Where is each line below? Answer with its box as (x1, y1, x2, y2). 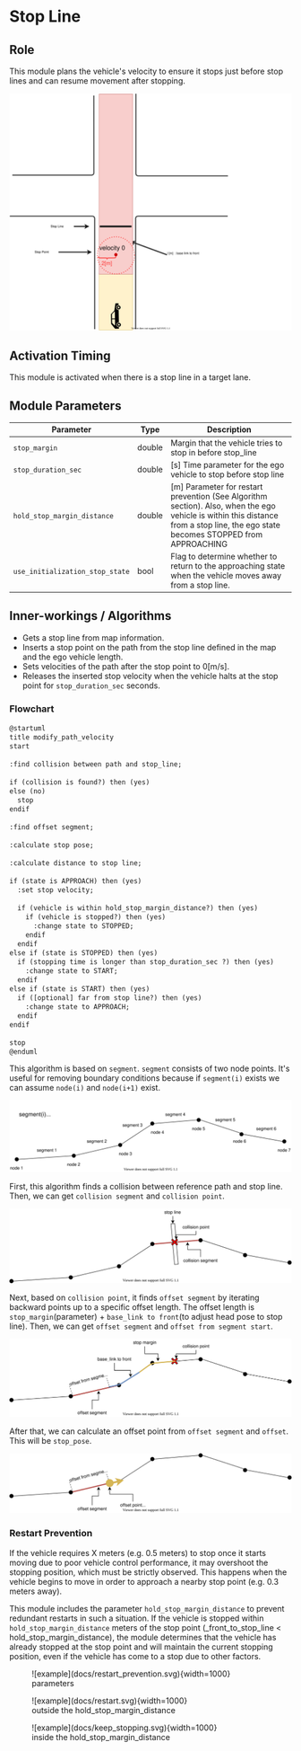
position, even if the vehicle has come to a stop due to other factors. (9, 1650, 262, 1661)
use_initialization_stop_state (13, 567, 130, 576)
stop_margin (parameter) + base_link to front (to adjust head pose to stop (9, 1311, 283, 1322)
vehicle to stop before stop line (169, 469, 285, 480)
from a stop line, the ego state (169, 519, 280, 531)
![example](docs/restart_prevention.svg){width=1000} (31, 1668, 231, 1679)
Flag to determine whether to (169, 551, 278, 562)
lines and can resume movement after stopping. (9, 75, 186, 86)
